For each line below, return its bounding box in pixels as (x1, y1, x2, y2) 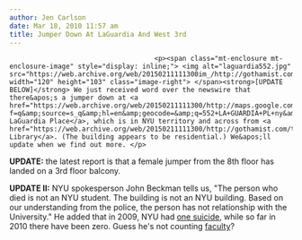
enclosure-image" (9, 62, 75, 72)
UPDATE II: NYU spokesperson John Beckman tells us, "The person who (9, 183, 279, 193)
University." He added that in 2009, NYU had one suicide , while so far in (9, 211, 276, 222)
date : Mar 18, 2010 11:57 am (9, 21, 119, 30)
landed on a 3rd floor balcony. (9, 166, 121, 176)
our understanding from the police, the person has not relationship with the (9, 202, 288, 213)
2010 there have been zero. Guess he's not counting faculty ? (9, 221, 235, 232)
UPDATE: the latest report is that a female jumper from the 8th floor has (9, 156, 274, 167)
